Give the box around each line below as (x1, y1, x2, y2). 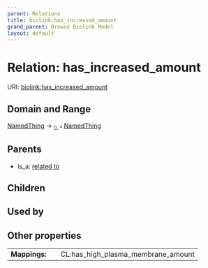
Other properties (7, 230, 82, 241)
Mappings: (10, 249, 47, 259)
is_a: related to (17, 162, 60, 170)
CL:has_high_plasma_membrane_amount (60, 249, 195, 259)
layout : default (7, 29, 54, 37)
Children (7, 182, 45, 194)
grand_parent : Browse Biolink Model (7, 23, 114, 30)
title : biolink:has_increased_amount (7, 17, 117, 24)
